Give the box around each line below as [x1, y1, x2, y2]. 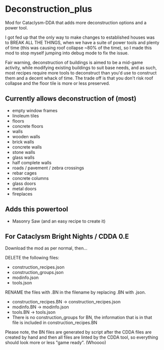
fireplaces [12, 191, 33, 197]
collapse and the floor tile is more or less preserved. [5, 80, 110, 86]
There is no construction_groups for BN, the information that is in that [12, 315, 153, 321]
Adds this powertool [5, 205, 69, 214]
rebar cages [12, 170, 37, 176]
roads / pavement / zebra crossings [12, 165, 84, 171]
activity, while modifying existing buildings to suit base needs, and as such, [5, 65, 157, 71]
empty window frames [12, 107, 58, 113]
